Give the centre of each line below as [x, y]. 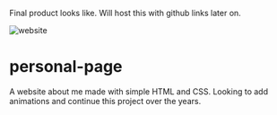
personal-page [66, 67]
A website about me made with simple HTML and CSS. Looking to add [139, 91]
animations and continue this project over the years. [105, 101]
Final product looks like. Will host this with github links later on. [126, 13]
